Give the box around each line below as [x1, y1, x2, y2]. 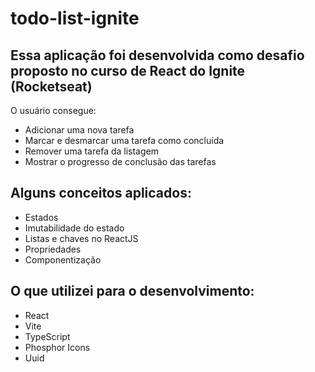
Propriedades [24, 243, 82, 255]
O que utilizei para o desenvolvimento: [10, 283, 255, 300]
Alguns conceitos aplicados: [10, 185, 192, 202]
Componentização [24, 253, 102, 266]
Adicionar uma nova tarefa [24, 124, 135, 136]
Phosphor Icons [24, 341, 91, 353]
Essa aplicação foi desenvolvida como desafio [10, 47, 305, 64]
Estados [24, 211, 59, 223]
